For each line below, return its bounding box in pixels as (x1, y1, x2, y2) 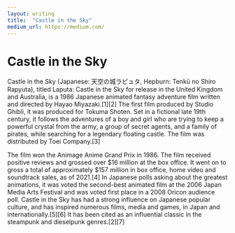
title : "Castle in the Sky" (7, 17, 92, 24)
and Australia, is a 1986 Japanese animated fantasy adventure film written (7, 92, 220, 101)
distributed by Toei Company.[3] (7, 137, 101, 146)
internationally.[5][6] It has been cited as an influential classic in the (7, 211, 202, 219)
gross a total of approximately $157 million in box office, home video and (7, 166, 216, 174)
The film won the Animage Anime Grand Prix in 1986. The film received (7, 151, 211, 160)
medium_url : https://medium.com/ (7, 23, 105, 30)
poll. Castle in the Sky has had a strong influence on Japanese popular (7, 195, 211, 204)
